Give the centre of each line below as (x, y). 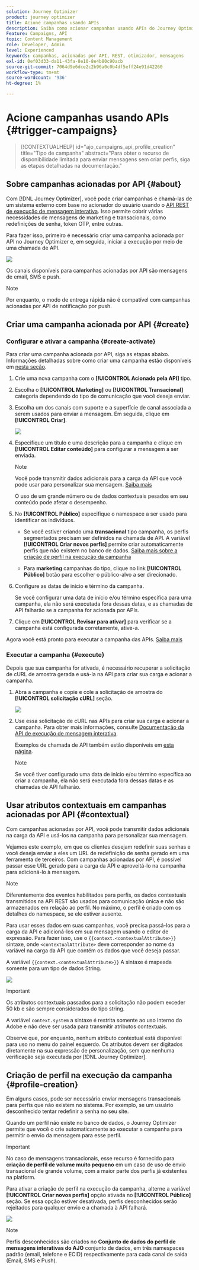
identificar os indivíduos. (45, 520)
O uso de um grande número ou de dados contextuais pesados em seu (101, 496)
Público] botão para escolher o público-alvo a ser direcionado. (100, 575)
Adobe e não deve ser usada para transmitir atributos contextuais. (87, 1026)
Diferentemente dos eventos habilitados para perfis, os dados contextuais (96, 895)
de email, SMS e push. (33, 277)
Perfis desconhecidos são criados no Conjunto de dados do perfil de (91, 1242)
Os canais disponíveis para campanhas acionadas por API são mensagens (97, 270)
